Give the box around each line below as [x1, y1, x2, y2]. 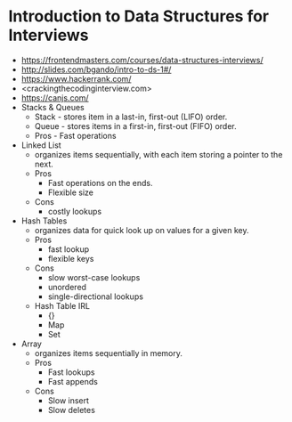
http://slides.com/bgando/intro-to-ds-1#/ [20, 64, 172, 75]
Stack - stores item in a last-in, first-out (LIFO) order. [34, 111, 228, 122]
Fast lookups [47, 367, 95, 377]
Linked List [20, 140, 61, 150]
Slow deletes [47, 404, 95, 415]
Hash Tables [20, 215, 68, 226]
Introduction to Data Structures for [8, 6, 270, 27]
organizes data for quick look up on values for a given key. [34, 224, 249, 235]
